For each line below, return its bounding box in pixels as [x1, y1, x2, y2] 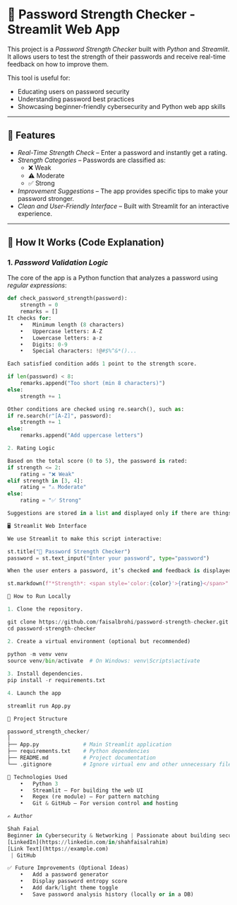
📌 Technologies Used [7, 773, 68, 780]
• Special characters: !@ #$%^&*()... [20, 347, 138, 354]
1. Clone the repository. [7, 606, 83, 613]
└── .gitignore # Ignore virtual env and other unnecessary [7, 761, 217, 768]
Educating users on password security [17, 87, 130, 96]
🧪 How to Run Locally [7, 593, 71, 600]
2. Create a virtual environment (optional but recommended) [7, 638, 191, 645]
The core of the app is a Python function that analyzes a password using [7, 274, 219, 282]
